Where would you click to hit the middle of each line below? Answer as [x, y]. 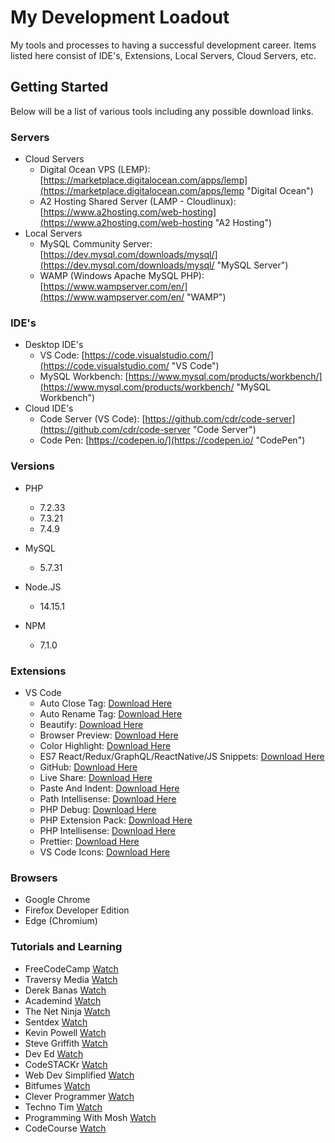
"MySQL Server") [252, 265]
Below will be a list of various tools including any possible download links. [162, 111]
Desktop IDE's [54, 345]
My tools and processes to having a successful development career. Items [163, 45]
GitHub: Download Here [88, 767]
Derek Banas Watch [65, 990]
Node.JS [43, 587]
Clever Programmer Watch [79, 1096]
